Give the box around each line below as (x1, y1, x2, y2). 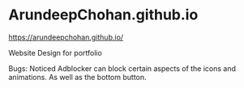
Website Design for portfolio (8, 48, 103, 57)
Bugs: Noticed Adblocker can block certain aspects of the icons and (8, 63, 237, 73)
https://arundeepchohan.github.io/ (8, 32, 124, 42)
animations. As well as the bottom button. (8, 72, 148, 82)
